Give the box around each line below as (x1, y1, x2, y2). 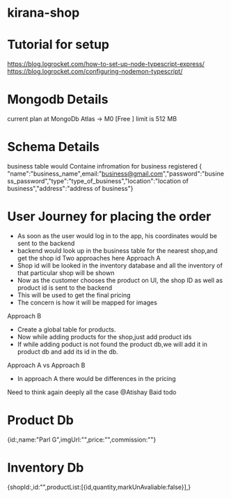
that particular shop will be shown (17, 268, 115, 277)
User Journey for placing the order (7, 209, 212, 224)
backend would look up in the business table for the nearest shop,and (17, 246, 218, 255)
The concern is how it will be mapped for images (17, 298, 158, 306)
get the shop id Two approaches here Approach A (17, 254, 161, 262)
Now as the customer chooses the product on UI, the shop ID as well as (17, 276, 223, 284)
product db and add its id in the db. (17, 347, 118, 356)
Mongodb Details (7, 92, 109, 107)
